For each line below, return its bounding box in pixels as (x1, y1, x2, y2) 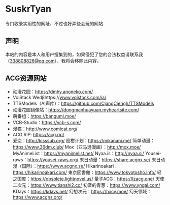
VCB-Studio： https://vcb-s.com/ (12, 119, 81, 125)
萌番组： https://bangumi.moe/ (12, 113, 76, 119)
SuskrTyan (5, 3, 52, 15)
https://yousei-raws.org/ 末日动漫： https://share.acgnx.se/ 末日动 (27, 156, 165, 163)
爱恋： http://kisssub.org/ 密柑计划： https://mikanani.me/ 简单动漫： (12, 137, 155, 143)
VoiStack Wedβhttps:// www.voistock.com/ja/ (12, 94, 107, 100)
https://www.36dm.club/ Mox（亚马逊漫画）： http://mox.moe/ (12, 143, 141, 150)
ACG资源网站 (5, 74, 47, 83)
